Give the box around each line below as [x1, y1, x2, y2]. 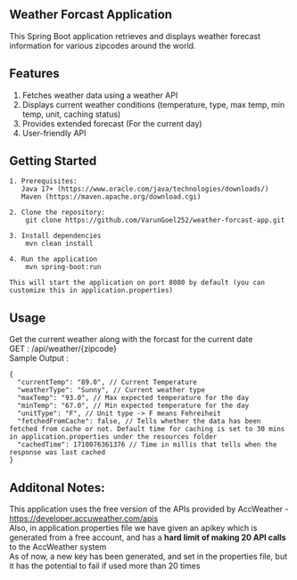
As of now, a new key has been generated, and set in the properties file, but [9, 551, 288, 562]
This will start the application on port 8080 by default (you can [9, 278, 266, 288]
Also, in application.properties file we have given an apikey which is [9, 523, 258, 534]
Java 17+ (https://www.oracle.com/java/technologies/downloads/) [21, 184, 269, 194]
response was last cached [9, 448, 105, 457]
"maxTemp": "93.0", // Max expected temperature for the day [17, 394, 250, 403]
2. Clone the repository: [9, 208, 105, 217]
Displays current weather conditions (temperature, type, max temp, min [21, 99, 285, 110]
